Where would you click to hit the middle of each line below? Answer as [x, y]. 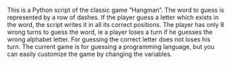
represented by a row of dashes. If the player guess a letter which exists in [113, 17]
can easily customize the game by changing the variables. [90, 54]
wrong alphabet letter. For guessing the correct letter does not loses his [109, 39]
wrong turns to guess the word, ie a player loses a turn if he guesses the [110, 32]
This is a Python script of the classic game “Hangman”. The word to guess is [115, 10]
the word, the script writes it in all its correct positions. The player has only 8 [116, 25]
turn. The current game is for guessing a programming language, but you [111, 47]
